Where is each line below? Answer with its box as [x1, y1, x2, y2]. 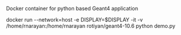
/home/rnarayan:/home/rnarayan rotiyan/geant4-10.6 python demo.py [6, 23, 176, 29]
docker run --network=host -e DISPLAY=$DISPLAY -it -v [6, 16, 143, 23]
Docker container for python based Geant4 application [6, 5, 138, 12]
